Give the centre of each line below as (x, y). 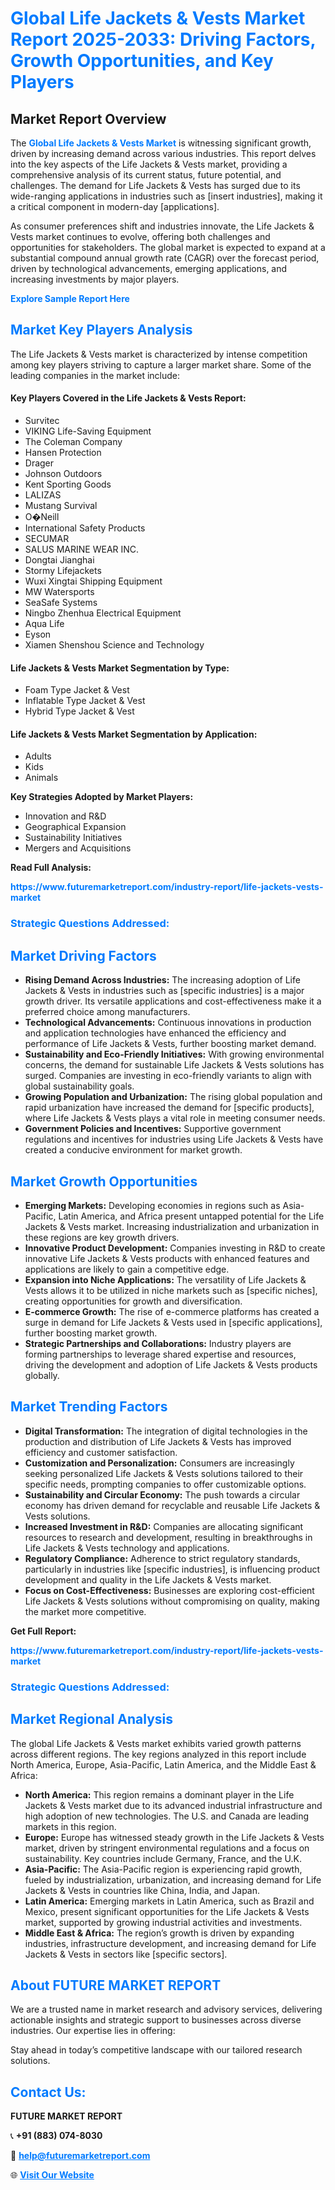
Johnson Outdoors (63, 474)
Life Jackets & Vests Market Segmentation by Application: (134, 734)
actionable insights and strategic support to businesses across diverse (156, 2020)
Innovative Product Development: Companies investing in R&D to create (175, 1248)
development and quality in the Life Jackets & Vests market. (148, 1579)
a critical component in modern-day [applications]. (115, 206)
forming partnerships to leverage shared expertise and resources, (160, 1354)
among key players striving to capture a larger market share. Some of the (161, 364)
